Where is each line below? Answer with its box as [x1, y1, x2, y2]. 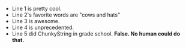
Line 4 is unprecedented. [11, 24, 74, 31]
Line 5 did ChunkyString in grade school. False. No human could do [11, 30, 181, 37]
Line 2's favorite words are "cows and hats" [11, 11, 121, 18]
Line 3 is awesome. [11, 18, 60, 24]
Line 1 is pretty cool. [11, 5, 62, 12]
